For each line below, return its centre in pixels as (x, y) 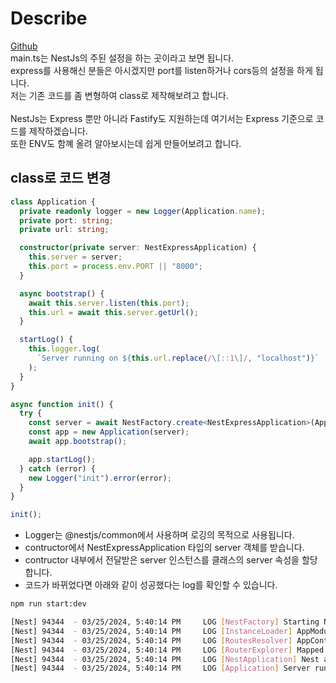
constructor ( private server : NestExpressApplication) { (138, 248)
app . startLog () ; (62, 459)
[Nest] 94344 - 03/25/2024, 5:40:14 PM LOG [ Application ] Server (160, 668)
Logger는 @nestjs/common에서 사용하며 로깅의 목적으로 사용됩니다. (159, 535)
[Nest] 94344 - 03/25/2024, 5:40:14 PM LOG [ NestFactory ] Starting (165, 622)
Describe (49, 18)
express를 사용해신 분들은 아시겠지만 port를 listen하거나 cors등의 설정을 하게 (161, 70)
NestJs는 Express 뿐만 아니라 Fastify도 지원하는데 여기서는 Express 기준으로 (162, 118)
